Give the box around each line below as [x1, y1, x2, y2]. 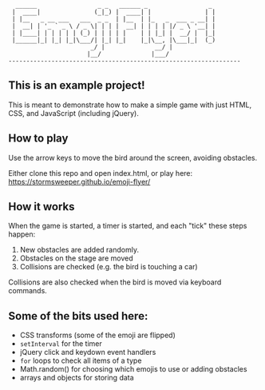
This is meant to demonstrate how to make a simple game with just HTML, [8, 100, 252, 109]
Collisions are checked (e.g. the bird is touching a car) [19, 262, 198, 272]
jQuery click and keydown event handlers [19, 348, 156, 357]
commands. [8, 286, 48, 296]
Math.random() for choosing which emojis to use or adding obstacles [19, 364, 247, 374]
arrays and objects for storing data [19, 373, 134, 383]
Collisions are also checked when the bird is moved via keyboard [8, 277, 222, 287]
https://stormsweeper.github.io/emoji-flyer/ [8, 177, 151, 186]
